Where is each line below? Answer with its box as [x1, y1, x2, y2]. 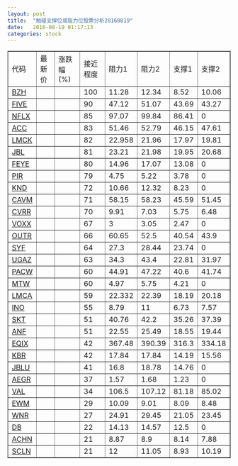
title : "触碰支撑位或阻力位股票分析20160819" [7, 17, 133, 24]
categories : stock [7, 30, 62, 38]
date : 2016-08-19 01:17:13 [7, 23, 93, 30]
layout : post [7, 10, 46, 18]
